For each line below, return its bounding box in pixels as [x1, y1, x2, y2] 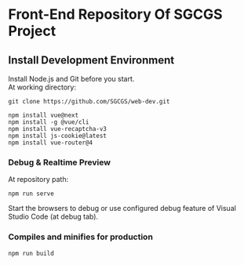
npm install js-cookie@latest [8, 132, 107, 140]
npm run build [8, 249, 55, 257]
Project [8, 22, 56, 40]
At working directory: [8, 82, 77, 92]
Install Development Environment [8, 53, 175, 67]
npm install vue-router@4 [8, 139, 93, 147]
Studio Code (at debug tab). [8, 212, 99, 221]
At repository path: [8, 175, 69, 184]
